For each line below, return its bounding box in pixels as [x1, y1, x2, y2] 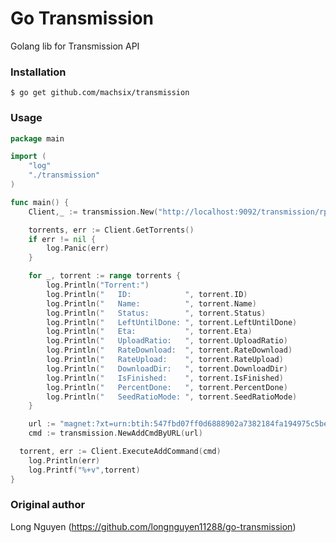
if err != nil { [28, 234, 97, 244]
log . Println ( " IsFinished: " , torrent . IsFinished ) [46, 373, 284, 383]
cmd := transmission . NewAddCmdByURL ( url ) [28, 428, 203, 439]
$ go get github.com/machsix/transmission [10, 88, 190, 98]
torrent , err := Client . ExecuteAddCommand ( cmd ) [19, 447, 222, 457]
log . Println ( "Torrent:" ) [46, 280, 150, 291]
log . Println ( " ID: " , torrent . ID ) [46, 289, 248, 299]
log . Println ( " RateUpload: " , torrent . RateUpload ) [46, 355, 284, 365]
